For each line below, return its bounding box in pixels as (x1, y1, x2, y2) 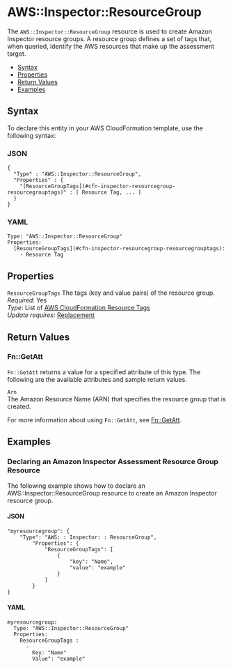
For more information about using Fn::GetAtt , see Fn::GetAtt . (7, 415, 182, 424)
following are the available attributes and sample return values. (7, 375, 188, 383)
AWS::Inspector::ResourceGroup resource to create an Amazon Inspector (7, 489, 218, 497)
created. (7, 402, 31, 410)
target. (7, 49, 26, 58)
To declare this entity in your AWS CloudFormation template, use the (7, 123, 203, 132)
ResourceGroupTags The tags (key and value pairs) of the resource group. (7, 289, 216, 297)
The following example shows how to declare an (7, 482, 146, 490)
